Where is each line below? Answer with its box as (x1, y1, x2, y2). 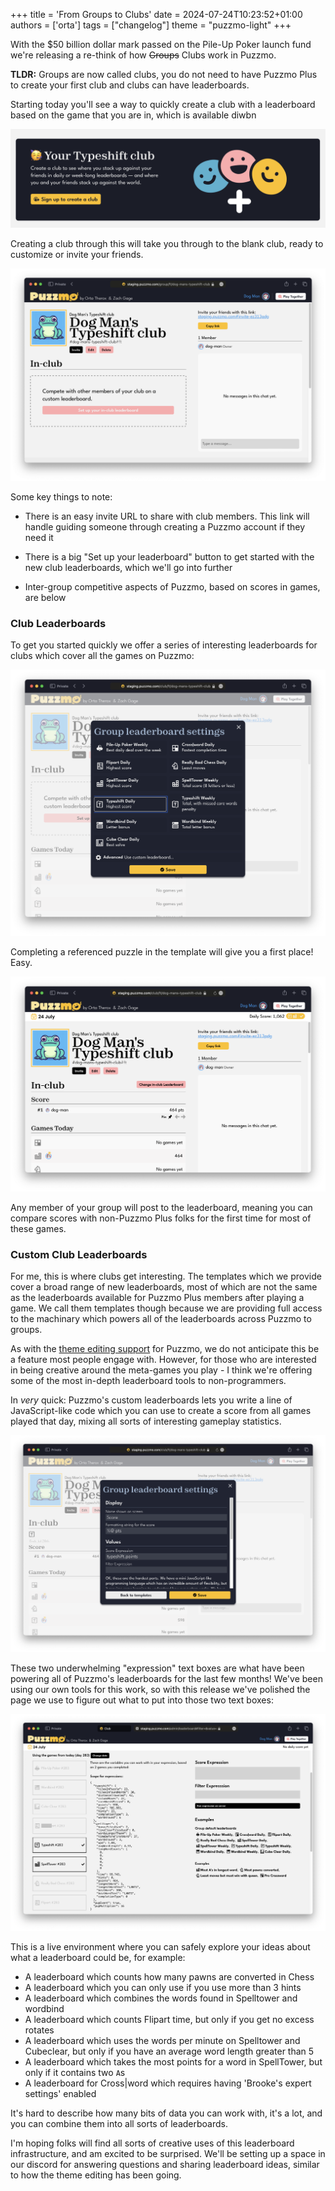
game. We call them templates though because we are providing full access (10, 1302, 323, 1314)
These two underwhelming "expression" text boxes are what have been (10, 1662, 305, 1674)
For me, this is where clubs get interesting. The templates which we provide (10, 1270, 322, 1283)
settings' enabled (24, 2088, 97, 2100)
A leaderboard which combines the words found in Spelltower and (24, 1992, 298, 2004)
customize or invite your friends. (10, 248, 144, 260)
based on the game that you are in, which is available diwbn (10, 109, 257, 121)
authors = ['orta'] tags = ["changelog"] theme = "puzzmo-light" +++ (10, 19, 292, 31)
